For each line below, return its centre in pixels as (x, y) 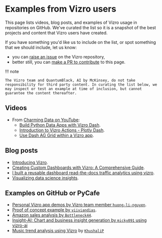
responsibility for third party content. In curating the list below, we (81, 84)
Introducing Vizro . (30, 162)
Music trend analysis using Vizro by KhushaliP (58, 231)
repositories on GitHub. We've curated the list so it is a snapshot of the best (81, 27)
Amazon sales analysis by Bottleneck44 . (52, 215)
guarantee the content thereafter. (41, 93)
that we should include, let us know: (41, 47)
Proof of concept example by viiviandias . (54, 210)
